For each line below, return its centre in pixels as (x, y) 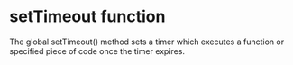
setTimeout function (87, 17)
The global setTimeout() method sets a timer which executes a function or (147, 42)
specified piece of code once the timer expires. (97, 51)
